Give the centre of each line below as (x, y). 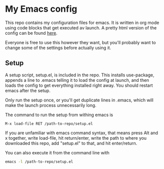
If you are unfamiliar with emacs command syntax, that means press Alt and (82, 133)
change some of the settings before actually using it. (58, 48)
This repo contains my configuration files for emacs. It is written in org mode (82, 23)
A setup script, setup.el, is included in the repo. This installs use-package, (80, 75)
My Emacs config (41, 9)
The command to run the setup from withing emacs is (59, 115)
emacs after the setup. (28, 90)
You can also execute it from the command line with (57, 152)
